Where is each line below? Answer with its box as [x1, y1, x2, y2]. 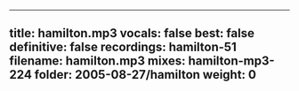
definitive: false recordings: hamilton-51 [9, 40, 238, 55]
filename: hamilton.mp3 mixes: [9, 54, 186, 69]
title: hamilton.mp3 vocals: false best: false [9, 26, 255, 41]
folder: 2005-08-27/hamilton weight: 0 [34, 67, 256, 82]
